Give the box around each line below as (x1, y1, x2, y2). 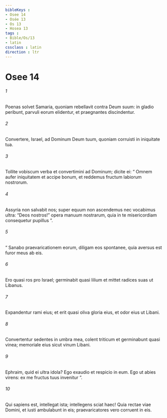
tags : (5, 31, 19, 36)
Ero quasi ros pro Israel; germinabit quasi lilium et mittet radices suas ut (5, 276, 153, 283)
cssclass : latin (5, 45, 42, 50)
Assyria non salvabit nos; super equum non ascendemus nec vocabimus (5, 206, 156, 213)
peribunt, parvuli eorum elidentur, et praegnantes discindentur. (5, 109, 135, 115)
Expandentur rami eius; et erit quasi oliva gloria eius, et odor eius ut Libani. (5, 309, 160, 315)
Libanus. (5, 282, 23, 288)
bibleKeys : (5, 7, 30, 13)
